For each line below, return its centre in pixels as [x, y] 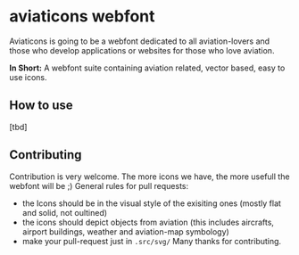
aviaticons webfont [82, 16]
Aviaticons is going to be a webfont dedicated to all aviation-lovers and [140, 41]
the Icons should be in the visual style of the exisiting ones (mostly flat [151, 203]
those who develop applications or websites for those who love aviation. [142, 50]
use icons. [28, 77]
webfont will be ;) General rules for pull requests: [99, 185]
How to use [41, 106]
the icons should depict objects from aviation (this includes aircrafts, [148, 222]
